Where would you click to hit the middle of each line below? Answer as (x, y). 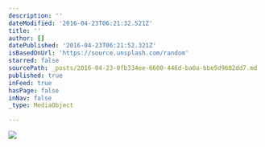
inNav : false (30, 98)
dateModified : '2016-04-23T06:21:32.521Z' (81, 23)
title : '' (25, 31)
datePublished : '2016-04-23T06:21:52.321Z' (83, 46)
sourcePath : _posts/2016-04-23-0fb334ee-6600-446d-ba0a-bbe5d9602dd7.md (133, 68)
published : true (35, 76)
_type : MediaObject (41, 105)
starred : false (34, 61)
